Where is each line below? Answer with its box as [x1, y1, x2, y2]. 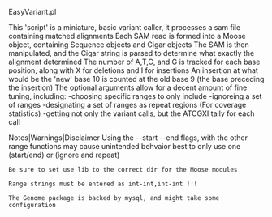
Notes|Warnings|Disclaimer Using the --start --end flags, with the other [8, 133, 248, 143]
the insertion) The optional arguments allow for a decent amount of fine [8, 83, 248, 92]
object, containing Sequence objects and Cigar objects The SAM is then [8, 40, 249, 49]
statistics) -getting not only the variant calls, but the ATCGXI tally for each [8, 108, 255, 118]
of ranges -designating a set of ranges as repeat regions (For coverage [8, 100, 247, 109]
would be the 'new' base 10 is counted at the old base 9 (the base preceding [8, 74, 265, 83]
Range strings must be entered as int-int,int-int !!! [8, 180, 198, 188]
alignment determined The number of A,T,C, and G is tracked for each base [8, 57, 261, 66]
